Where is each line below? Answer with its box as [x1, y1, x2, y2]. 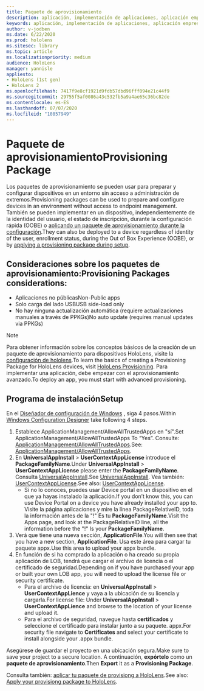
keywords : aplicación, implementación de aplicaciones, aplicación [6, 20, 181, 26]
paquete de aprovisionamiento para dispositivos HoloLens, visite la [6, 350, 174, 357]
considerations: [6, 278, 68, 288]
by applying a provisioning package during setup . [6, 241, 131, 248]
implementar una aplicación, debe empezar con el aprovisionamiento [6, 370, 179, 377]
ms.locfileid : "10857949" [6, 111, 72, 117]
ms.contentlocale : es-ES [6, 99, 69, 105]
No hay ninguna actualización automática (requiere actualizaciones [15, 307, 183, 314]
